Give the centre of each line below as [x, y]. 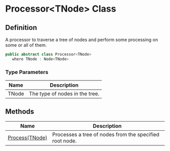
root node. [65, 141]
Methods [20, 112]
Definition [21, 28]
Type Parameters [27, 72]
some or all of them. [26, 45]
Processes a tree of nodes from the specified [106, 134]
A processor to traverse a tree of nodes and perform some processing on [82, 40]
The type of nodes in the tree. [64, 94]
